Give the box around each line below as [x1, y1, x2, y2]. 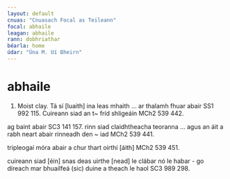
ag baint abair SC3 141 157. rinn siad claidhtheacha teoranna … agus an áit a [7, 122, 224, 130]
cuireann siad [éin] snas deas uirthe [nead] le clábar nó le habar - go [7, 157, 204, 165]
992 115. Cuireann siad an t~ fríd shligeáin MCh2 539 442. [17, 109, 184, 117]
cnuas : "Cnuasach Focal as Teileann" [7, 17, 117, 24]
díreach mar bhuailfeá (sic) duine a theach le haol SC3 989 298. [7, 164, 190, 172]
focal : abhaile [7, 23, 51, 30]
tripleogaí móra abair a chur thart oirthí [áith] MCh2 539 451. [7, 143, 180, 151]
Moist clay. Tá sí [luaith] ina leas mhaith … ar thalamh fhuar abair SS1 [17, 101, 214, 110]
